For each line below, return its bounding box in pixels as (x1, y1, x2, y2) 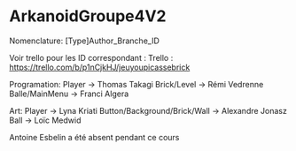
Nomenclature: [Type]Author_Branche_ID (9, 35, 160, 46)
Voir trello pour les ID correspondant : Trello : (9, 52, 174, 63)
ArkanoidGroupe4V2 (9, 6, 167, 26)
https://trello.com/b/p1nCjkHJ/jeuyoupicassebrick (9, 62, 191, 72)
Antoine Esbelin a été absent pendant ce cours (9, 132, 180, 142)
